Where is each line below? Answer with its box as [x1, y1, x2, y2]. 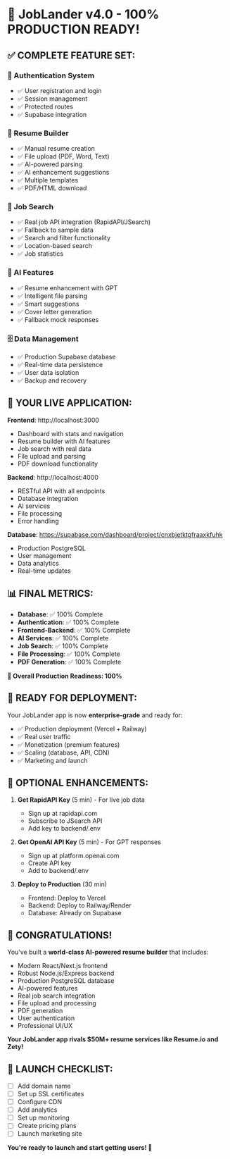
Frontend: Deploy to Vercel [27, 894, 106, 903]
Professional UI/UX [17, 1022, 73, 1030]
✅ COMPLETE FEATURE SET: [7, 49, 136, 61]
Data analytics [17, 559, 60, 567]
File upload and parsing [17, 452, 87, 460]
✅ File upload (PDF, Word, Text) [17, 152, 110, 161]
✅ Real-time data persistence [17, 361, 103, 369]
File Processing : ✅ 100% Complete [17, 650, 121, 658]
